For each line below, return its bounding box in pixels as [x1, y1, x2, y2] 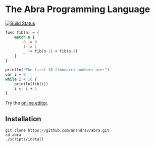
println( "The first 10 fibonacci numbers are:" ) [5, 67, 110, 73]
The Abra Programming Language [5, 4, 150, 15]
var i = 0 [5, 72, 26, 77]
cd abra [5, 132, 22, 137]
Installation [5, 115, 41, 123]
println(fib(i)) [14, 81, 49, 86]
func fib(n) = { [5, 30, 39, 35]
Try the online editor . [5, 100, 48, 106]
